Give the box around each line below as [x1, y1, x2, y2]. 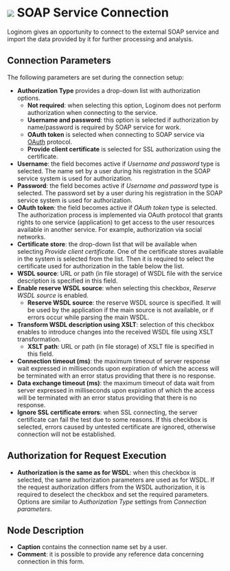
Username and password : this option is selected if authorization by [27, 116, 219, 124]
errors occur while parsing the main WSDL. [27, 313, 150, 321]
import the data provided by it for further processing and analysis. [7, 34, 194, 43]
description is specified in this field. [16, 277, 118, 285]
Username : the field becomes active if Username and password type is [16, 160, 220, 168]
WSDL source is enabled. [16, 291, 89, 299]
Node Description [7, 524, 84, 536]
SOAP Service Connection [16, 5, 170, 21]
